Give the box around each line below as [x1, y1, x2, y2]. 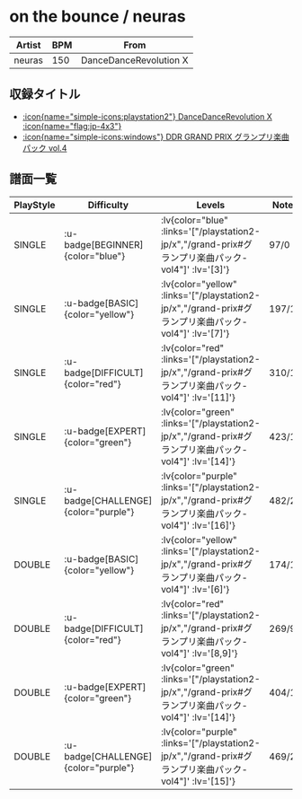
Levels [196, 198, 226, 211]
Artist [15, 39, 41, 51]
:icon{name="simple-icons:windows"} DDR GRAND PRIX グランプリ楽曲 [22, 131, 290, 142]
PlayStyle [13, 198, 56, 211]
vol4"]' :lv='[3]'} [160, 263, 230, 276]
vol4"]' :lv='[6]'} [160, 583, 230, 595]
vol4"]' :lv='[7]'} [160, 327, 230, 339]
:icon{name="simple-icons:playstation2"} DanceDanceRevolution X [22, 110, 272, 122]
